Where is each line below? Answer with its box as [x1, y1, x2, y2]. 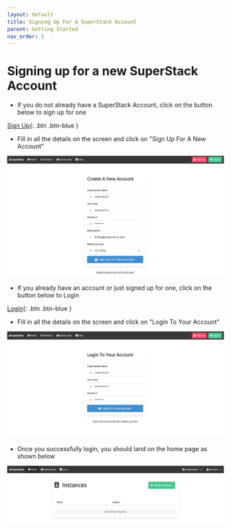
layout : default [7, 11, 54, 18]
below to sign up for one [16, 108, 87, 116]
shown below [16, 452, 55, 460]
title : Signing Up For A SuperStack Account [7, 18, 137, 25]
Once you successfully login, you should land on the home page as [16, 444, 208, 453]
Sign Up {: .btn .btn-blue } [7, 121, 79, 130]
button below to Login [16, 291, 80, 299]
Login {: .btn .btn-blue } [7, 304, 72, 313]
